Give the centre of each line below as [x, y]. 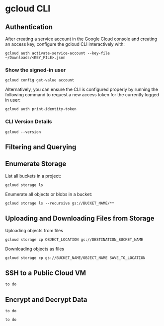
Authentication [29, 27]
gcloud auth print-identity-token [41, 109]
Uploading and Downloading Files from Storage [80, 219]
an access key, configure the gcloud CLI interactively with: [65, 44]
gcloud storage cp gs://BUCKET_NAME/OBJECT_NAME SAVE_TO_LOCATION [75, 258]
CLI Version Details [29, 122]
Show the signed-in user [36, 70]
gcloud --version [23, 132]
